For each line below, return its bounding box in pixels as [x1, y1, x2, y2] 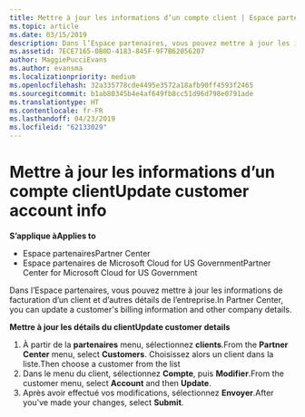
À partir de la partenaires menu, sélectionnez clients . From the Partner [22, 339, 289, 350]
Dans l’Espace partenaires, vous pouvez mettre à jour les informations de [9, 285, 283, 296]
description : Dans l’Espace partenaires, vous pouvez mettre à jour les [9, 38, 290, 48]
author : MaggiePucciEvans [9, 55, 107, 64]
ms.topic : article [9, 22, 79, 31]
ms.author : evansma [9, 64, 84, 73]
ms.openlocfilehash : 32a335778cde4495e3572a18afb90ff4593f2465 [9, 81, 254, 90]
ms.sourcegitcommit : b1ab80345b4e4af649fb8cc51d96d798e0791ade [9, 89, 254, 98]
